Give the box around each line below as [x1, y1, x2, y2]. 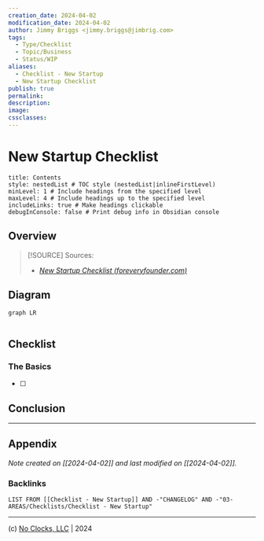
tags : [8, 33, 26, 42]
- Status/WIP [15, 56, 58, 64]
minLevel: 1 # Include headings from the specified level [8, 187, 202, 195]
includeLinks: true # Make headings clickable [8, 201, 163, 209]
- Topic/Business [15, 48, 72, 56]
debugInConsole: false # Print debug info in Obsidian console [8, 208, 220, 216]
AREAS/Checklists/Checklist [8, 502, 101, 511]
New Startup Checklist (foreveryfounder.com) [38, 265, 188, 275]
